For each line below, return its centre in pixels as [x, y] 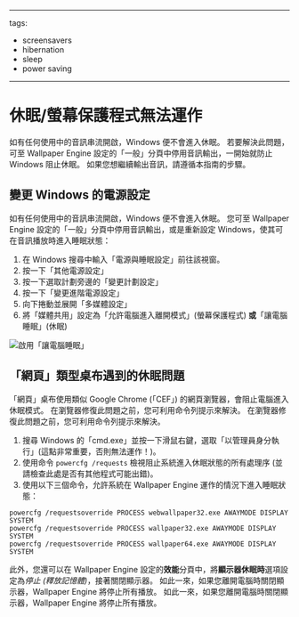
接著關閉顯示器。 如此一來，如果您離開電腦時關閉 [186, 580]
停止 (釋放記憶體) [57, 580]
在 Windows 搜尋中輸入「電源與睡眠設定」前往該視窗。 [123, 259]
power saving [47, 69]
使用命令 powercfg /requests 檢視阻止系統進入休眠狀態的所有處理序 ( [149, 462]
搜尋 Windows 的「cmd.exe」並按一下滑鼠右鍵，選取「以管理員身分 [146, 440]
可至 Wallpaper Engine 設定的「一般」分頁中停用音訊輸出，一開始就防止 [141, 153]
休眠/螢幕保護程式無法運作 [106, 116]
